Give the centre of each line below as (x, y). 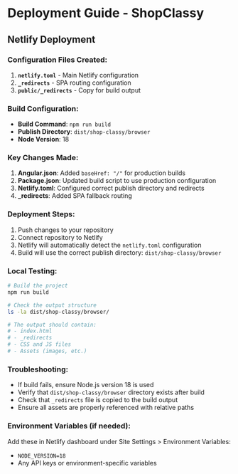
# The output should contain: (52, 325)
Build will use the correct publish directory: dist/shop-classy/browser (119, 252)
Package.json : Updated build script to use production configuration (117, 181)
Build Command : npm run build (64, 124)
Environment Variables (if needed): (69, 426)
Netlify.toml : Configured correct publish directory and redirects (111, 188)
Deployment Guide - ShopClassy (106, 13)
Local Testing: (32, 270)
